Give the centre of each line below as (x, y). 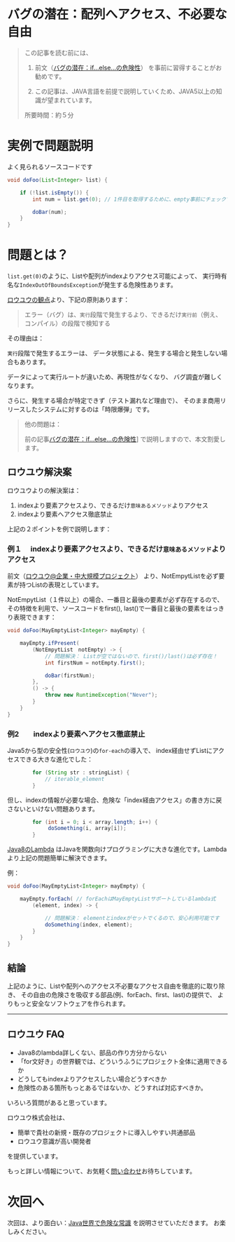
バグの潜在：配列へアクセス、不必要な (117, 14)
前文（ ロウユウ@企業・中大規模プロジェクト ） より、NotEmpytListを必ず (113, 576)
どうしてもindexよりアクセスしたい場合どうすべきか (92, 1079)
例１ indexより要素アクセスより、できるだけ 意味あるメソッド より (116, 549)
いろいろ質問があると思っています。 (59, 1102)
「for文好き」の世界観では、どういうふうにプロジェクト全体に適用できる (122, 1061)
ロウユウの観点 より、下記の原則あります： (69, 300)
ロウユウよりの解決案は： (44, 490)
